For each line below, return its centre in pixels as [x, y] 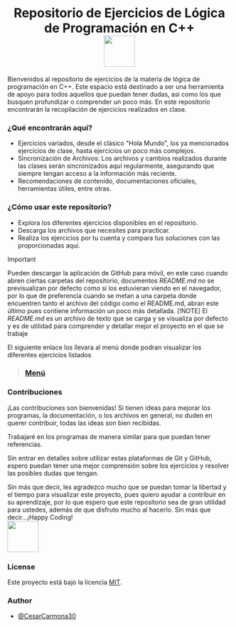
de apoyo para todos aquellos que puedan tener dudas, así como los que [114, 94]
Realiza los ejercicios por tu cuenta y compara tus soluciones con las [119, 238]
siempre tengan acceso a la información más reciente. [97, 174]
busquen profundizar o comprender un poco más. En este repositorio [109, 102]
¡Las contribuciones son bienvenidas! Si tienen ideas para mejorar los [109, 408]
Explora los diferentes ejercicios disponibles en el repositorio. [108, 223]
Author [20, 601]
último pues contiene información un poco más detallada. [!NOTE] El [108, 310]
